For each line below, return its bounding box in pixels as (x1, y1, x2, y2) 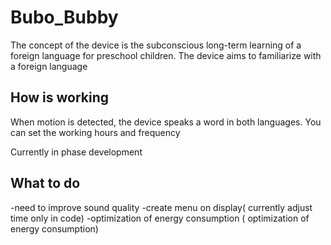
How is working (10, 89, 110, 106)
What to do (10, 175, 81, 192)
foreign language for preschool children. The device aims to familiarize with (10, 49, 322, 61)
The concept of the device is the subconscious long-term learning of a (10, 39, 302, 51)
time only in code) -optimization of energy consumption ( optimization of (10, 212, 310, 224)
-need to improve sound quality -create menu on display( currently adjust (10, 201, 313, 213)
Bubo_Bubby (10, 6, 119, 29)
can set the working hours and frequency (10, 126, 181, 138)
